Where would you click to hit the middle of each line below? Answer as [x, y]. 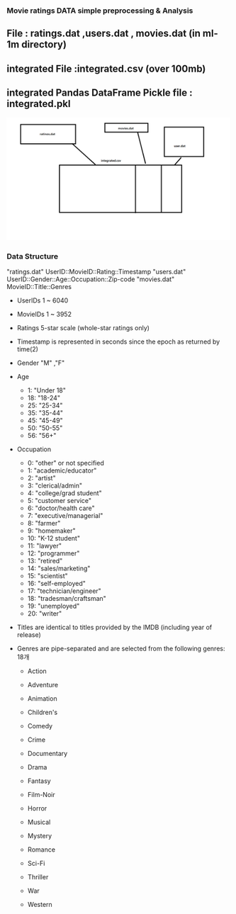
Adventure [43, 685]
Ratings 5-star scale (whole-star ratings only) [83, 328]
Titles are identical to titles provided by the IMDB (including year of [114, 627]
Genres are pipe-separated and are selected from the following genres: [121, 649]
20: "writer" [45, 614]
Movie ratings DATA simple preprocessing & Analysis [100, 11]
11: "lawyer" [44, 546]
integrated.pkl [39, 104]
